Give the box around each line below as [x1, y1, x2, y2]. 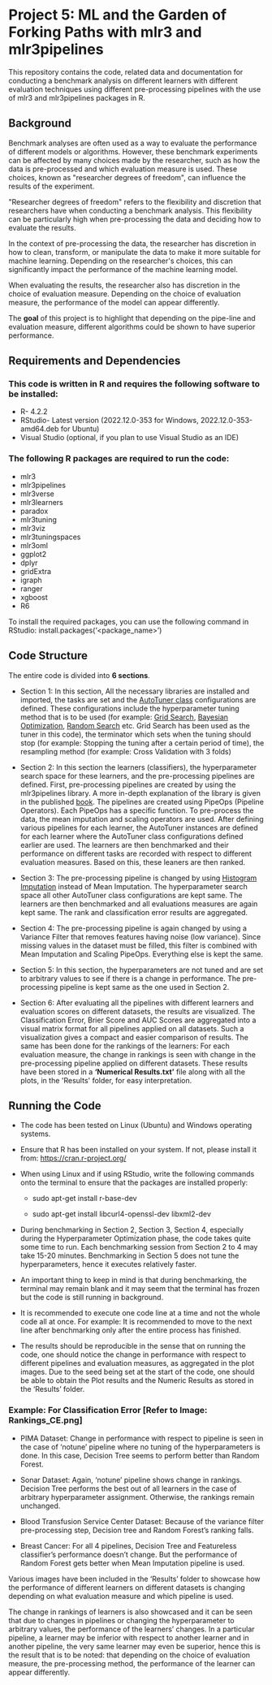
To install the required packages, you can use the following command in [8, 616, 249, 626]
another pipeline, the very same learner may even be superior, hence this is [8, 1641, 261, 1651]
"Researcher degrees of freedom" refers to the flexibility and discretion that [8, 197, 261, 206]
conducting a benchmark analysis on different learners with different [8, 76, 238, 85]
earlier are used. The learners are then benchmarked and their [19, 840, 229, 849]
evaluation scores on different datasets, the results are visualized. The [19, 1006, 256, 1016]
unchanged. [19, 1501, 61, 1510]
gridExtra [19, 566, 51, 576]
